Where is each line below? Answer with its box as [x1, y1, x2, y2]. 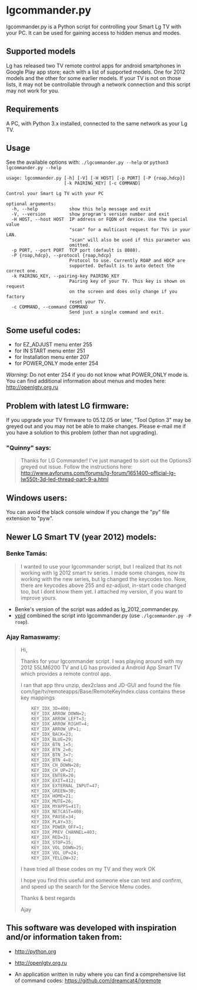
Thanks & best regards [20, 895, 76, 902]
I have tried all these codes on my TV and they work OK [20, 866, 156, 873]
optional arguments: [6, 201, 57, 207]
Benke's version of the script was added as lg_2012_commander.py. [14, 605, 179, 613]
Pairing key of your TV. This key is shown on [69, 278, 185, 285]
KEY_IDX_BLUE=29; [31, 737, 74, 742]
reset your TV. [69, 299, 107, 305]
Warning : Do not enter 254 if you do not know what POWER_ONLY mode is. [6, 371, 189, 378]
